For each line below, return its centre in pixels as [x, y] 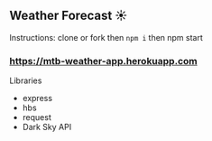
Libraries [26, 80]
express [37, 99]
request [37, 117]
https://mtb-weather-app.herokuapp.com [103, 61]
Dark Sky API [47, 127]
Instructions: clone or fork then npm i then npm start [106, 37]
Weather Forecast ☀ [69, 16]
